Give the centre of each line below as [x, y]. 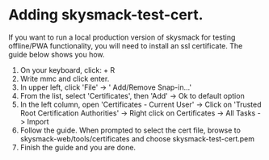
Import [38, 121]
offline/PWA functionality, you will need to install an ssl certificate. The [126, 45]
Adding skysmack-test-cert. [106, 15]
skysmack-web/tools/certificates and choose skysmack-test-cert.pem [137, 138]
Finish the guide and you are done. [78, 147]
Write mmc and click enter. [65, 78]
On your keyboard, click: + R [67, 69]
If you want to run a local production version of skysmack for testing [122, 37]
